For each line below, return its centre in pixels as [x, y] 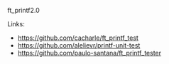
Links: [16, 24]
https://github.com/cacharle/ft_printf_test [78, 38]
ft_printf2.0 [24, 10]
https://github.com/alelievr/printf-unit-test [79, 45]
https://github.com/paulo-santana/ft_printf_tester [89, 53]
